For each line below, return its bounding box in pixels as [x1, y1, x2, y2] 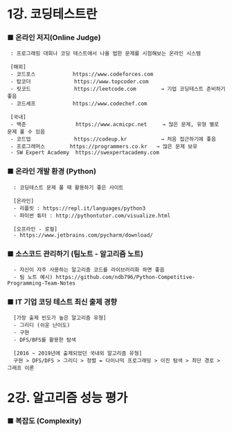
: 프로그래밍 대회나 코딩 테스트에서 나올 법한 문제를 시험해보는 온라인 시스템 [10, 50, 201, 57]
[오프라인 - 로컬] [13, 226, 57, 233]
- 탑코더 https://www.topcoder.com [10, 78, 149, 85]
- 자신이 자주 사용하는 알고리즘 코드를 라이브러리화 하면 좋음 [13, 267, 165, 273]
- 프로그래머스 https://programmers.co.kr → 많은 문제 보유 [10, 143, 198, 150]
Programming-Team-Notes [7, 280, 76, 287]
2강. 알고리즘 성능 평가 [7, 390, 128, 406]
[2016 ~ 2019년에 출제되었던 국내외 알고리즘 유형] [13, 350, 143, 357]
